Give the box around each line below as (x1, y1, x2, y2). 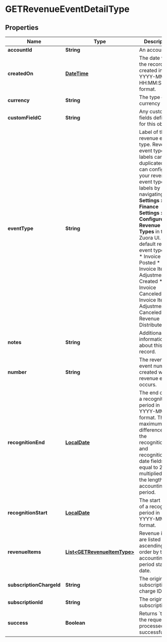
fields (139, 114, 153, 121)
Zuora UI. (139, 234, 161, 241)
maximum (139, 421, 163, 427)
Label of (139, 128, 159, 135)
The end (139, 389, 159, 396)
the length (139, 476, 163, 483)
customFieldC (7, 114, 41, 121)
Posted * (139, 259, 161, 266)
